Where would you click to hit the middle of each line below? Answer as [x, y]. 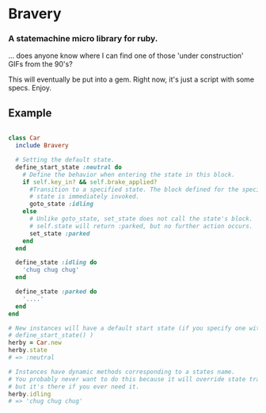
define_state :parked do [56, 292]
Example [30, 113]
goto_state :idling [61, 204]
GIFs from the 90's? [40, 64]
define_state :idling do [56, 262]
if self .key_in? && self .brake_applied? [90, 182]
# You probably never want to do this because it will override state [127, 379]
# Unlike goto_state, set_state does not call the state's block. [141, 219]
